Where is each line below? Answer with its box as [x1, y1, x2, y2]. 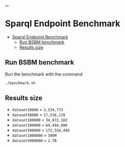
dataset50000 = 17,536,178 [12, 112, 65, 118]
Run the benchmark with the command [5, 71, 83, 77]
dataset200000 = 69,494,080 [12, 122, 68, 128]
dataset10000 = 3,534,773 [12, 107, 63, 113]
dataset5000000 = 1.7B [12, 137, 57, 144]
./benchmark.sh [5, 80, 36, 86]
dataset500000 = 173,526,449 [12, 127, 70, 133]
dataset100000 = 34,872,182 [12, 117, 68, 123]
